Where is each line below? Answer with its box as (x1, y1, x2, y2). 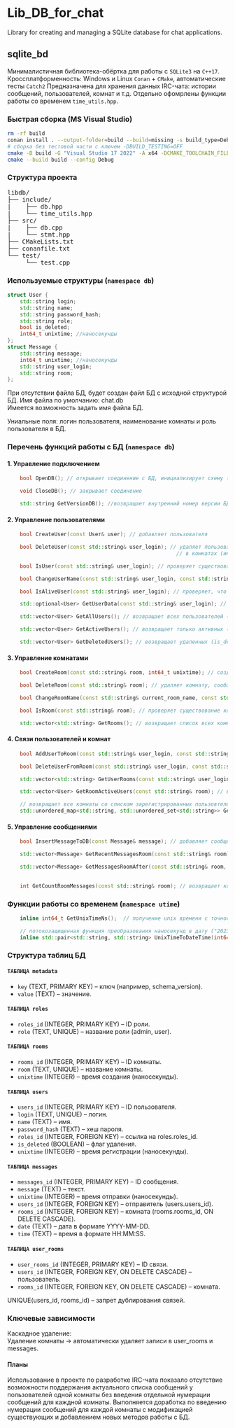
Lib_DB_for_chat (7, 5, 104, 21)
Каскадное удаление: (7, 1329, 72, 1338)
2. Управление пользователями (7, 515, 105, 524)
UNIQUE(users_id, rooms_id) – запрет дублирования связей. (7, 1296, 185, 1304)
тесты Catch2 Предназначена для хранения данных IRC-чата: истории (7, 82, 217, 90)
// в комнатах (176, 549, 218, 557)
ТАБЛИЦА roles (7, 1006, 49, 1013)
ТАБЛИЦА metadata (7, 968, 58, 975)
